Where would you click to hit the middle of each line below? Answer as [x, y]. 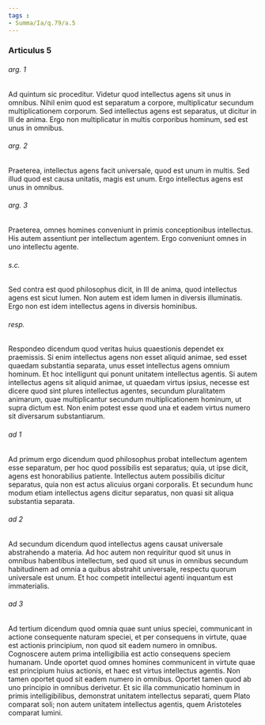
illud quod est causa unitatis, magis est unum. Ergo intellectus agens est [126, 178]
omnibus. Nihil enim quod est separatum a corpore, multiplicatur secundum [131, 102]
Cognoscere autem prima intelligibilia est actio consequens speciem [119, 654]
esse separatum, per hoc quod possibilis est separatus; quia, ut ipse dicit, [128, 467]
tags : [19, 15]
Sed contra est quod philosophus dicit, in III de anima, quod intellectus [123, 289]
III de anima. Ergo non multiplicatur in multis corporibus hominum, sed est [128, 119]
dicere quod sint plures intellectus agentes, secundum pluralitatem [117, 391]
